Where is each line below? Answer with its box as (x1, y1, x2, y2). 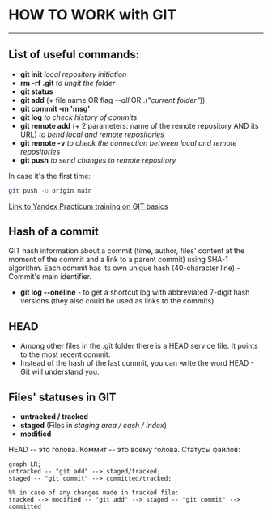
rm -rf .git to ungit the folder (19, 78, 116, 87)
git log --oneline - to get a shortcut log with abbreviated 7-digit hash (19, 287, 250, 297)
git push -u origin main (8, 186, 92, 195)
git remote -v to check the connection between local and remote (19, 138, 237, 147)
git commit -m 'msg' (19, 104, 91, 113)
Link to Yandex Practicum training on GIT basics (8, 201, 168, 211)
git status (19, 87, 53, 96)
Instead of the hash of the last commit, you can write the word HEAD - (19, 358, 255, 368)
